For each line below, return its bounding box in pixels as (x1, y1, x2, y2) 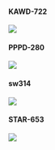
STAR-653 (8, 114, 44, 125)
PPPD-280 (8, 42, 44, 52)
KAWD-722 (8, 6, 48, 16)
